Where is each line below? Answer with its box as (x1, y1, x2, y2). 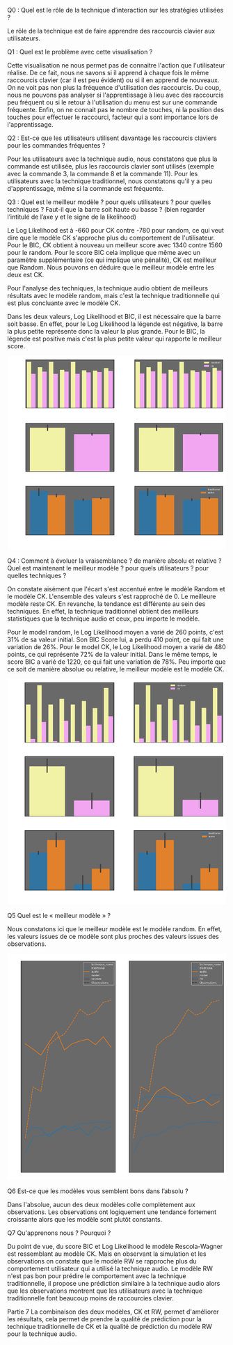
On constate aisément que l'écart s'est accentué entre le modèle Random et (7, 584, 225, 593)
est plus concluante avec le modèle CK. (7, 299, 121, 307)
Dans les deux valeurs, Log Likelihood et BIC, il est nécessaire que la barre (7, 313, 221, 320)
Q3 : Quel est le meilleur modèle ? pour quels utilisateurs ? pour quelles (7, 198, 211, 206)
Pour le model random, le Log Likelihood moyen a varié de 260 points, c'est (7, 628, 224, 636)
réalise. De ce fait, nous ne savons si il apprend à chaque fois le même (7, 69, 209, 77)
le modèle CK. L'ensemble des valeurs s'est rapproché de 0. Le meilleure (7, 592, 216, 600)
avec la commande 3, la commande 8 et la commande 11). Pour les (7, 170, 198, 178)
